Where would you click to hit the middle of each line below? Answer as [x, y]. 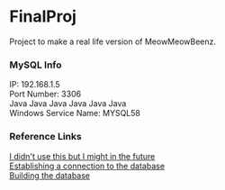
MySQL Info [36, 65]
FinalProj [43, 17]
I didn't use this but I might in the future [82, 156]
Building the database [50, 175]
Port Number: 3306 [45, 94]
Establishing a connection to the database [87, 166]
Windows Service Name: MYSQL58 [75, 113]
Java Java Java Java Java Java [68, 104]
